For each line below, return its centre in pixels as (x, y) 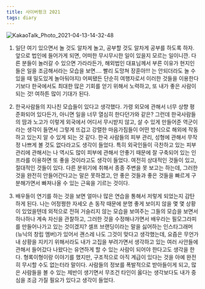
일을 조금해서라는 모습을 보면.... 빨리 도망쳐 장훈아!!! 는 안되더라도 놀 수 (111, 70)
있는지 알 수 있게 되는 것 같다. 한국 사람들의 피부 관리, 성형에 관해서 (106, 137)
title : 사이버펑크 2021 (33, 12)
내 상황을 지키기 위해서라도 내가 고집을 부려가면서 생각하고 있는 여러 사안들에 (107, 241)
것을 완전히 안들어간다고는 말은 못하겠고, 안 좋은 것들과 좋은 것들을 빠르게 (102, 175)
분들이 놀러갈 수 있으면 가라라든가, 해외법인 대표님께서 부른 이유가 (100, 63)
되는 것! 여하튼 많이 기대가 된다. (53, 93)
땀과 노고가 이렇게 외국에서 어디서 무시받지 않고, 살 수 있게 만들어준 (102, 122)
